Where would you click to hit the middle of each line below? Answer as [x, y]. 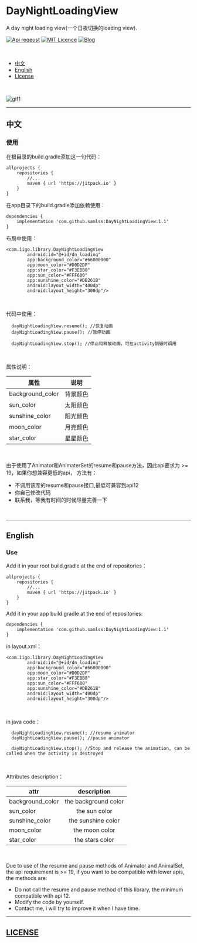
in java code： [23, 722]
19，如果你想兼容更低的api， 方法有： [52, 473]
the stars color [94, 840]
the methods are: [27, 878]
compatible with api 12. [42, 896]
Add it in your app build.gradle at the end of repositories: [74, 614]
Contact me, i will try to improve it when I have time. [77, 908]
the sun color [94, 811]
